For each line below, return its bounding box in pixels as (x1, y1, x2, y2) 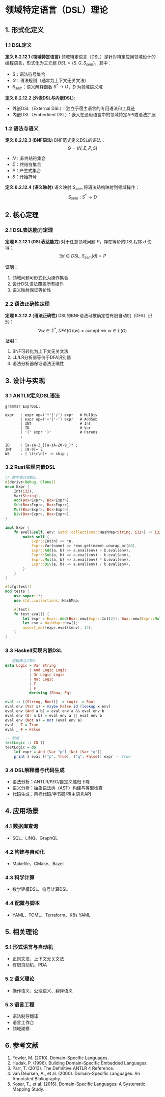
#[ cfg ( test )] (5, 584, 32, 589)
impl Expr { (5, 525, 29, 530)
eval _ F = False (5, 727, 41, 732)
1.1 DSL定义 (5, 41, 32, 48)
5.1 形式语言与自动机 (5, 943, 53, 950)
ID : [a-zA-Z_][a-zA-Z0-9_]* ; (5, 443, 78, 448)
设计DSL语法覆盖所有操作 (12, 281, 64, 287)
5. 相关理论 (5, 928, 38, 936)
